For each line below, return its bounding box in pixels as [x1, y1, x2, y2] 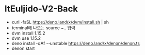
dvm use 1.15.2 [11, 35, 41, 41]
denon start [11, 45, 35, 51]
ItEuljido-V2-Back [4, 3, 78, 14]
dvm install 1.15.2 [11, 30, 46, 36]
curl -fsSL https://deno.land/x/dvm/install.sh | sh [11, 19, 109, 25]
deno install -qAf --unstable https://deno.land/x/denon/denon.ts [11, 40, 140, 46]
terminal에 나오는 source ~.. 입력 [11, 25, 76, 31]
